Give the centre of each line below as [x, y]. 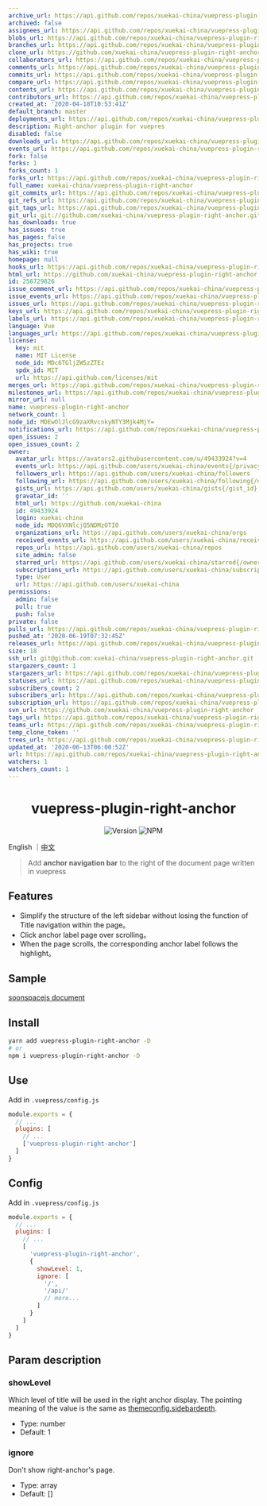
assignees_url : [33, 30]
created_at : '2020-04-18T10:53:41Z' [69, 104]
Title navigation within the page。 [75, 925]
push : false [35, 614]
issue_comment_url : [41, 289]
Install [24, 1022]
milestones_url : [35, 393]
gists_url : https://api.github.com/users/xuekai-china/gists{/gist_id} [137, 488]
